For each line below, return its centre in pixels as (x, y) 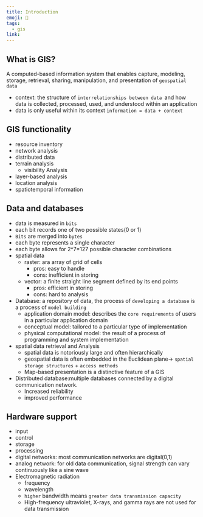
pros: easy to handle (59, 268)
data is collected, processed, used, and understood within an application (106, 103)
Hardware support (42, 416)
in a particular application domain (66, 320)
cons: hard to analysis (61, 294)
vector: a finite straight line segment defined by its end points (101, 281)
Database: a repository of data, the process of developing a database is (105, 300)
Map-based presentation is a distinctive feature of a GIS (94, 372)
